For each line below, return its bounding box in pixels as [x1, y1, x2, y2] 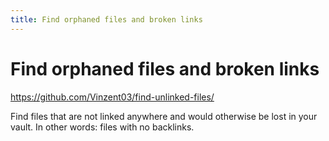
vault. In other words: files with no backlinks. [10, 121, 195, 133]
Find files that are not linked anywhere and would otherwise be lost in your [10, 110, 318, 122]
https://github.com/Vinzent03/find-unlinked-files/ [10, 91, 215, 103]
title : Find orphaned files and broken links [10, 14, 203, 25]
